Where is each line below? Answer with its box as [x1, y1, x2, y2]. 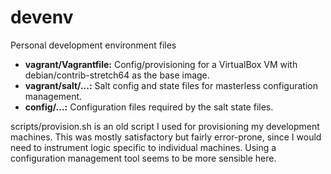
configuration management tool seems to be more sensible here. [10, 152, 277, 164]
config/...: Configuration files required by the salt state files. [24, 101, 274, 113]
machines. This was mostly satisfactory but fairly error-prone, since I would [10, 131, 322, 143]
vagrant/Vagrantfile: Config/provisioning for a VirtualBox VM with [24, 58, 298, 70]
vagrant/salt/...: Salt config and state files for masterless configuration [24, 79, 318, 91]
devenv [10, 6, 74, 29]
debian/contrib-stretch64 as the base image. [24, 69, 210, 81]
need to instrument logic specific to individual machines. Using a [10, 141, 277, 153]
